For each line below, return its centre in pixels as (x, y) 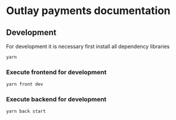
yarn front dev (25, 84)
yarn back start (26, 112)
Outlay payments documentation (88, 11)
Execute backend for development (57, 99)
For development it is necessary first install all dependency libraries (88, 46)
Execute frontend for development (57, 72)
